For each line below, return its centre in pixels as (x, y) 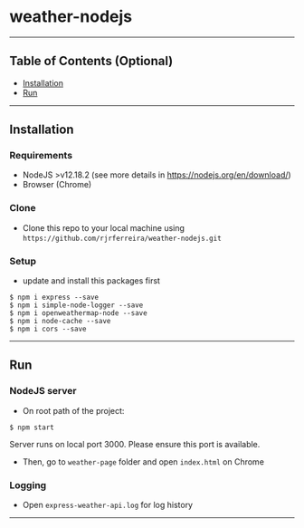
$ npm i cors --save (48, 329)
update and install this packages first (91, 281)
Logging (28, 485)
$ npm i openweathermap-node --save (78, 313)
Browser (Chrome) (57, 185)
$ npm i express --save (54, 298)
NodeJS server (43, 391)
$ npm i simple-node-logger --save (76, 305)
